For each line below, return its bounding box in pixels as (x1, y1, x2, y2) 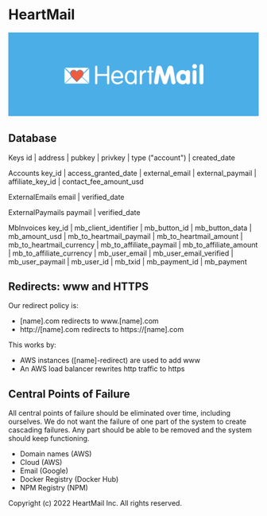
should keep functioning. (8, 434, 90, 444)
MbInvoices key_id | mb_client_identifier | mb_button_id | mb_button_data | (8, 223, 252, 233)
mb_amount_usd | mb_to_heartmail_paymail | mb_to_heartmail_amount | (8, 231, 243, 240)
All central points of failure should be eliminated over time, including (8, 408, 231, 418)
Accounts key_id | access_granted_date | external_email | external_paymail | (8, 168, 257, 178)
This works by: (8, 340, 57, 350)
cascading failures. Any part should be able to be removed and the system (8, 425, 252, 435)
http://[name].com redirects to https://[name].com (19, 325, 184, 334)
